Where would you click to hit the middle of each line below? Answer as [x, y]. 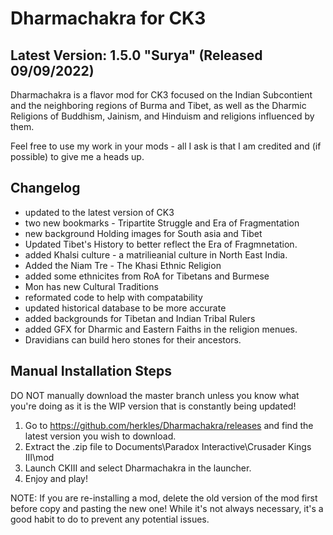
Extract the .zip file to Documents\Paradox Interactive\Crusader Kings [168, 446]
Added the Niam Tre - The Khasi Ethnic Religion [123, 265]
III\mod [39, 457]
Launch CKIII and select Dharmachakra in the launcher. [138, 468]
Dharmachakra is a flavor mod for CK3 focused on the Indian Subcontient [161, 95]
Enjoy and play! [56, 478]
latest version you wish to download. [100, 436]
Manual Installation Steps [91, 371]
